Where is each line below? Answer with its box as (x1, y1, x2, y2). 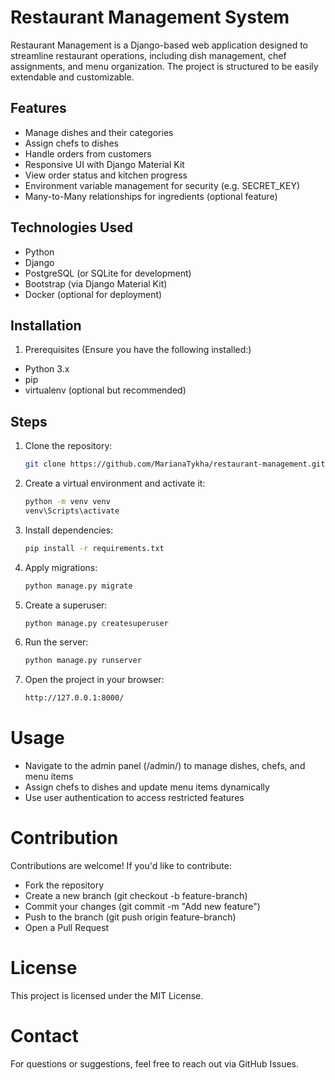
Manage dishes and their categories (24, 126, 174, 138)
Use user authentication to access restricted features (24, 792, 245, 804)
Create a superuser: (24, 599, 108, 611)
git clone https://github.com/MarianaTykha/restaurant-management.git (24, 459, 326, 470)
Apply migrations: (24, 561, 98, 573)
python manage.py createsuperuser (24, 618, 169, 628)
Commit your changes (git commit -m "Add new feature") (24, 901, 261, 913)
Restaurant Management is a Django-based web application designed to (10, 39, 308, 51)
